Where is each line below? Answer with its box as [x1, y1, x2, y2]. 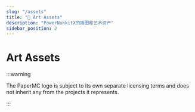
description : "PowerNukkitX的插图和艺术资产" [6, 20, 114, 26]
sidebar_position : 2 [6, 25, 58, 32]
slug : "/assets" [6, 8, 47, 15]
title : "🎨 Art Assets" [6, 14, 63, 20]
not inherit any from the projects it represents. [6, 89, 119, 96]
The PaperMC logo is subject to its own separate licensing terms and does [6, 82, 190, 89]
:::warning [6, 71, 31, 78]
